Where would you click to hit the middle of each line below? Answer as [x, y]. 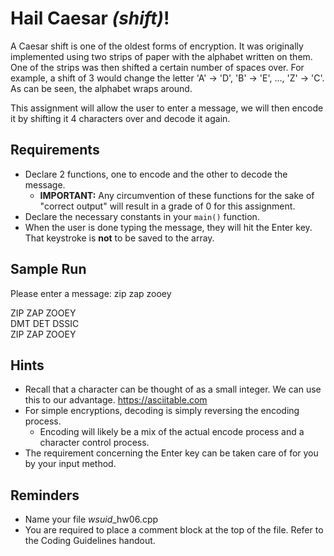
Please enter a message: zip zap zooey [91, 293]
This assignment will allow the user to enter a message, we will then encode [167, 108]
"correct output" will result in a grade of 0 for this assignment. [167, 206]
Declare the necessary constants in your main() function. [142, 216]
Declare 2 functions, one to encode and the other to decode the [156, 174]
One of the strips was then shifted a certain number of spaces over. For [157, 67]
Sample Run [48, 269]
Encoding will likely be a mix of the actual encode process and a [172, 432]
